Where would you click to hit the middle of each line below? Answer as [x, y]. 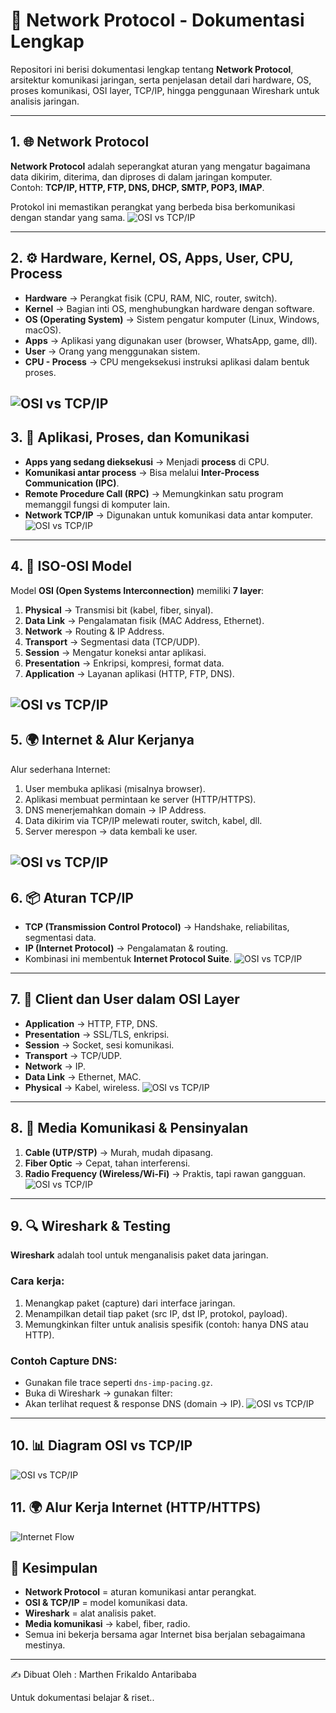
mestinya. [45, 1645]
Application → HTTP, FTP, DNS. [91, 1023]
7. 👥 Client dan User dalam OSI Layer [125, 999]
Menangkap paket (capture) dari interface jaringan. [130, 1303]
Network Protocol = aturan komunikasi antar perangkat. [140, 1592]
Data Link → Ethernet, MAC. [83, 1076]
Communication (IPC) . [72, 483]
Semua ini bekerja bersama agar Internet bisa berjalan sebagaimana [165, 1635]
